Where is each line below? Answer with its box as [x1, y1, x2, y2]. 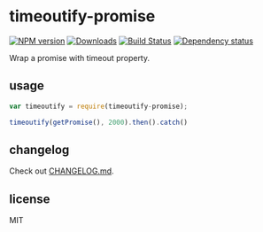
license [9, 191, 50, 206]
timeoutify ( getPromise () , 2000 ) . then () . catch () [9, 118, 189, 127]
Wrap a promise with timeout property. [9, 52, 151, 63]
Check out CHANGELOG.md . [9, 166, 114, 176]
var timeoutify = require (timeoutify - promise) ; [9, 102, 189, 111]
